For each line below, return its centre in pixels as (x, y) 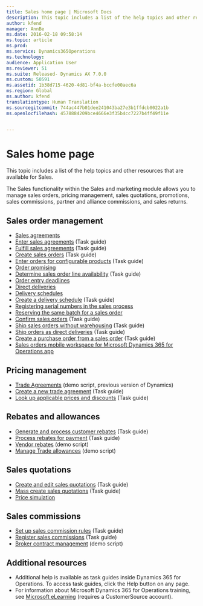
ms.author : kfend (28, 96)
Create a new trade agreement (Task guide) (69, 391)
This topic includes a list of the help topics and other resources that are (95, 171)
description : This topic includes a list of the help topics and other (98, 18)
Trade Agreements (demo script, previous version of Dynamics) (94, 385)
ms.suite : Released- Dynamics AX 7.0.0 (56, 74)
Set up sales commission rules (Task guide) (69, 531)
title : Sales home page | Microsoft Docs (59, 12)
